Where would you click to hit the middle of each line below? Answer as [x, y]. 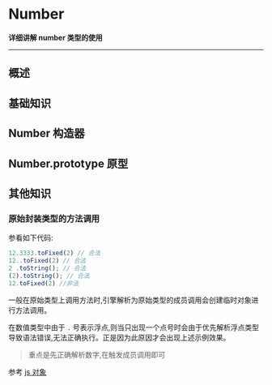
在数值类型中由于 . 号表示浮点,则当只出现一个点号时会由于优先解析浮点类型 [134, 327]
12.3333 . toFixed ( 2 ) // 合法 [55, 253]
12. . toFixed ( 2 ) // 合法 [47, 261]
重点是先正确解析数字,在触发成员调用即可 [97, 354]
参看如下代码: [31, 238]
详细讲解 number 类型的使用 [55, 37]
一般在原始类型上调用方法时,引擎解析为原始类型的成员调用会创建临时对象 [130, 300]
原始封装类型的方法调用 [54, 218]
